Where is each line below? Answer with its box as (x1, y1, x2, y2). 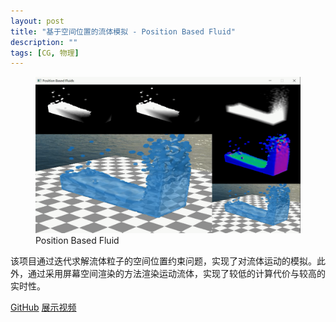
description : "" (10, 37, 78, 47)
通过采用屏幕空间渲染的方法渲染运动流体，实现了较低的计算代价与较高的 (27, 268, 326, 280)
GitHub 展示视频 (10, 301, 77, 314)
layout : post (10, 16, 65, 26)
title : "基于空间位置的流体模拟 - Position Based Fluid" (10, 26, 236, 37)
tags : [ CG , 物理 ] (10, 48, 80, 58)
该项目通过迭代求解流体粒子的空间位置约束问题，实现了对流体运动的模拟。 (10, 255, 317, 267)
